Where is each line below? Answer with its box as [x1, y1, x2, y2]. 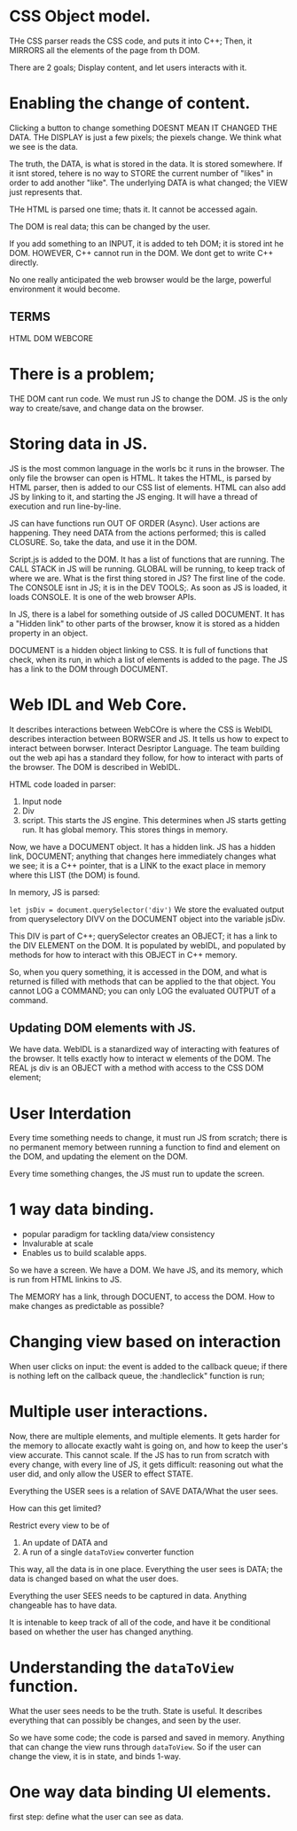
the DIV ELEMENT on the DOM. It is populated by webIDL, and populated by [9, 939, 286, 950]
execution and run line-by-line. [9, 501, 121, 511]
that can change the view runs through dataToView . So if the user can [9, 1741, 262, 1752]
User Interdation [9, 1103, 131, 1123]
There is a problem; [9, 363, 155, 384]
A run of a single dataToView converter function [21, 1547, 195, 1557]
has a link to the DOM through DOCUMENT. [9, 663, 168, 674]
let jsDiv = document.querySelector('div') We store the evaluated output [9, 904, 285, 915]
